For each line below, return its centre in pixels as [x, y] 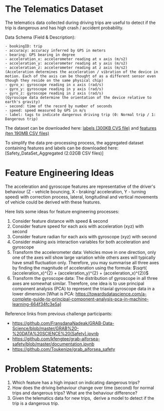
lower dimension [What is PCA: [43, 294]
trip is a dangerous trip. [36, 403]
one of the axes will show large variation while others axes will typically [84, 257]
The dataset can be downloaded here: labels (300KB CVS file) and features [81, 128]
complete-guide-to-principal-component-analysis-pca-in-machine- [80, 299]
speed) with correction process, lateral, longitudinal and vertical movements [82, 197]
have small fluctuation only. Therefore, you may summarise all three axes [85, 262]
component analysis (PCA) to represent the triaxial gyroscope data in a [83, 288]
